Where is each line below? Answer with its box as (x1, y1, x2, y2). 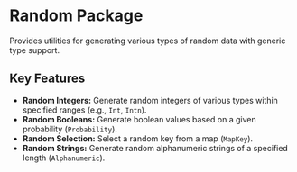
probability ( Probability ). (22, 123, 117, 134)
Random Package (9, 5, 144, 26)
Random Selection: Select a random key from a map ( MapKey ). (22, 132, 254, 144)
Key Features (9, 71, 86, 86)
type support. (9, 44, 60, 55)
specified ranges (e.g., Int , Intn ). (22, 104, 147, 115)
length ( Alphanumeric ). (22, 152, 106, 163)
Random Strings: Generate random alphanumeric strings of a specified (22, 142, 289, 153)
